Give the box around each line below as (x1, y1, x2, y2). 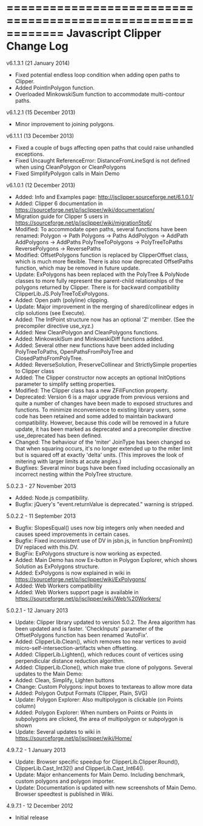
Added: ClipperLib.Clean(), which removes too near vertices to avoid (15, 638, 187, 645)
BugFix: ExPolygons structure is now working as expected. (15, 550, 162, 557)
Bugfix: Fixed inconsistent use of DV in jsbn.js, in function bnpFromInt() (15, 537, 193, 544)
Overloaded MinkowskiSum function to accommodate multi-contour (15, 90, 185, 98)
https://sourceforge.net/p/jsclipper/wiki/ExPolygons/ (15, 575, 147, 583)
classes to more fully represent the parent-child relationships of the (15, 277, 184, 284)
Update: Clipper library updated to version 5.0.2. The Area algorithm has (15, 618, 196, 626)
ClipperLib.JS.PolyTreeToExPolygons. (15, 289, 109, 297)
